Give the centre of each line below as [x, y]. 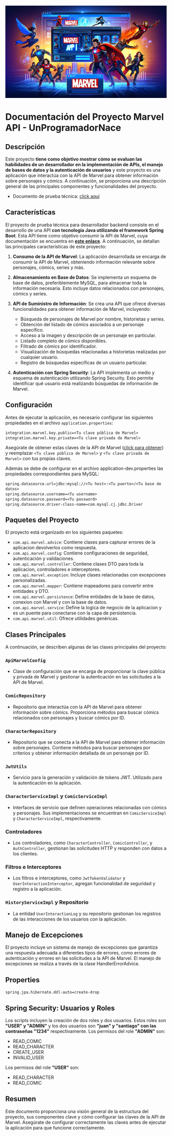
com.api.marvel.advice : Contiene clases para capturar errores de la [84, 542]
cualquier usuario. [39, 357]
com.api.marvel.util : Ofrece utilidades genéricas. [66, 619]
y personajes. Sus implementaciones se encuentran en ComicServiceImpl [90, 813]
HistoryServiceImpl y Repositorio [47, 902]
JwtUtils [16, 766]
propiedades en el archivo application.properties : [59, 423]
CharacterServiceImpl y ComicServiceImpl [57, 796]
